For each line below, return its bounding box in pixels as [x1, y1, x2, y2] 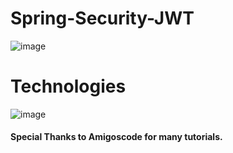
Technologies [10, 75, 127, 98]
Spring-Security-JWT [10, 7, 195, 30]
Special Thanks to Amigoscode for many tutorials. [10, 131, 223, 143]
